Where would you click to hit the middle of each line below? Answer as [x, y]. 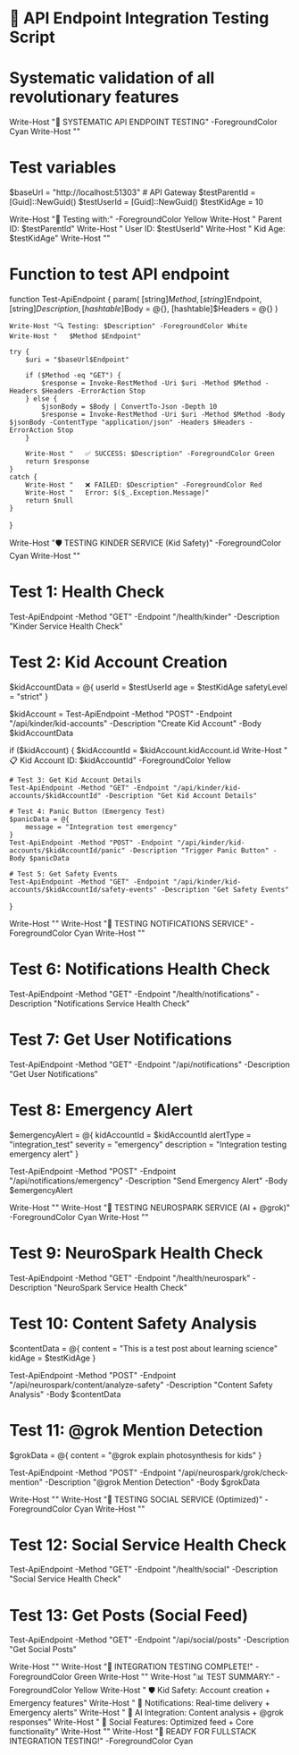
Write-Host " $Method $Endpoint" [75, 336]
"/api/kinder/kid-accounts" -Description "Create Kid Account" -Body [135, 723]
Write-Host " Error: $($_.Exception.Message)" [117, 493]
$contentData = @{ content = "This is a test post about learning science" [144, 1348]
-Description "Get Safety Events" [225, 889]
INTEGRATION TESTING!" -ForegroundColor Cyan [101, 1741]
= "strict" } [29, 696]
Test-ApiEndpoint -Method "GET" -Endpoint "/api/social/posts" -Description [149, 1640]
